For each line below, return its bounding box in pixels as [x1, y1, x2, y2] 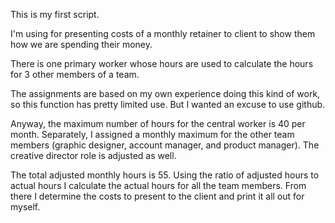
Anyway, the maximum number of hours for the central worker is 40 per [10, 118, 306, 129]
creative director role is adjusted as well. [10, 150, 177, 161]
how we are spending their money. [10, 39, 153, 50]
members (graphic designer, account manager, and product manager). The [10, 139, 320, 151]
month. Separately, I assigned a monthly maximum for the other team [10, 129, 295, 140]
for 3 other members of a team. [10, 69, 140, 80]
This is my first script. [10, 9, 100, 20]
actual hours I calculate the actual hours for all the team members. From [10, 180, 307, 191]
